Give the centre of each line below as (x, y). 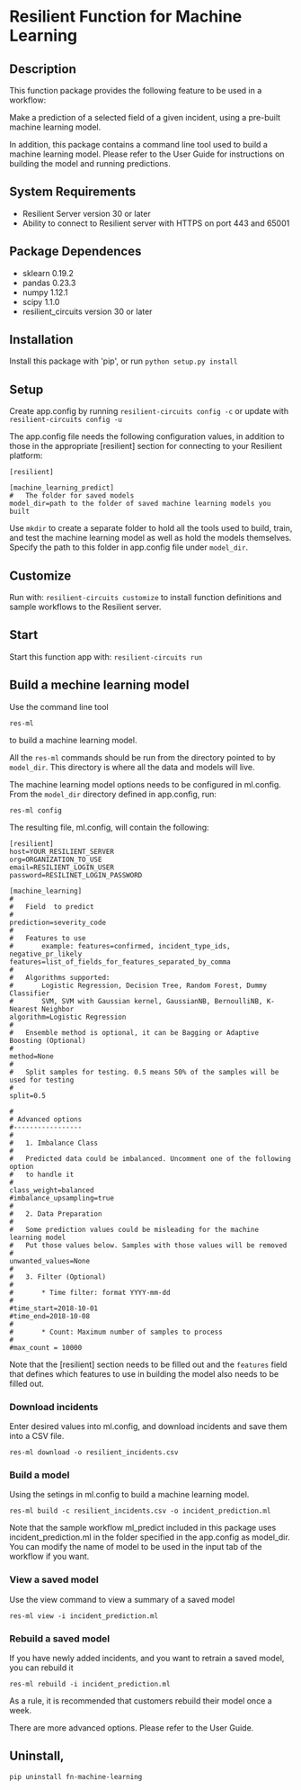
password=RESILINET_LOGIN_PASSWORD (76, 875)
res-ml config (36, 810)
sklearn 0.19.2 (48, 273)
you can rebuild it (41, 1668)
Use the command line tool (59, 706)
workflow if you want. (49, 1556)
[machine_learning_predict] (62, 488)
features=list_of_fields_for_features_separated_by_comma (120, 962)
